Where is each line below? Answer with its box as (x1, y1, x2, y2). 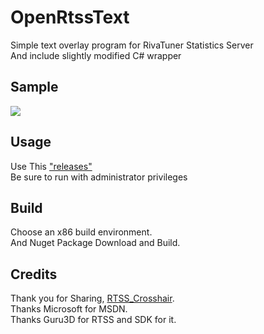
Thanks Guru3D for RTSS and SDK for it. (10, 314, 177, 326)
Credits (10, 266, 58, 283)
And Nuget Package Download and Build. (10, 237, 181, 249)
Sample (10, 79, 59, 96)
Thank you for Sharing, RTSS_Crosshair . (10, 292, 175, 305)
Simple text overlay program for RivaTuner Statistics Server (10, 39, 254, 51)
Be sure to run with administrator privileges (10, 171, 188, 183)
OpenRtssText (10, 6, 130, 29)
